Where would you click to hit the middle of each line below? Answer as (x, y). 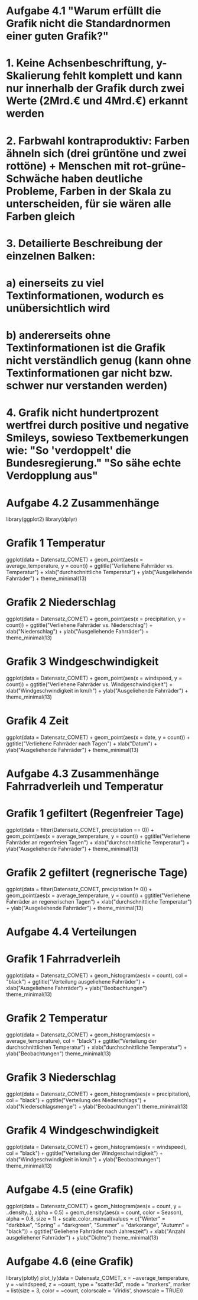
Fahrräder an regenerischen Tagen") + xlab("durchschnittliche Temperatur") (99, 902)
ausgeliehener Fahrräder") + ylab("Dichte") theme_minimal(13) (82, 1237)
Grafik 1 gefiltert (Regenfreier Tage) (95, 814)
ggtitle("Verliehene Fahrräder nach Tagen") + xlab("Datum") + (82, 744)
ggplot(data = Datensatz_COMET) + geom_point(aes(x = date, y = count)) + (98, 737)
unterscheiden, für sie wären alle (89, 204)
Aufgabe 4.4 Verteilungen (72, 932)
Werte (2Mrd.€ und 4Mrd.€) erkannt (97, 101)
